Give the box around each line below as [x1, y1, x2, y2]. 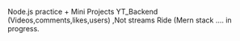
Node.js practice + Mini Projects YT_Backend [7, 7, 158, 16]
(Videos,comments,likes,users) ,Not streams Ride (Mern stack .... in [7, 15, 232, 25]
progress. [7, 24, 40, 33]
